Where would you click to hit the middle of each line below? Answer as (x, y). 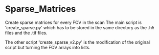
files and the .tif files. (26, 33)
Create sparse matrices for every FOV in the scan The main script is (73, 22)
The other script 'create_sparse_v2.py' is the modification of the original (78, 42)
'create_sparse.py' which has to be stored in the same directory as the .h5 (80, 27)
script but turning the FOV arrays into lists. (48, 47)
